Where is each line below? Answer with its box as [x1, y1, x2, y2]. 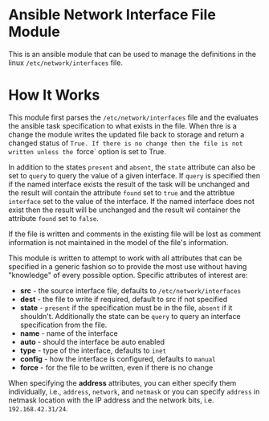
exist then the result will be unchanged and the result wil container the [8, 205, 241, 215]
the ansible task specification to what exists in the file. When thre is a [8, 121, 237, 130]
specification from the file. [19, 320, 108, 329]
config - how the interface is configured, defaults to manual [19, 354, 216, 363]
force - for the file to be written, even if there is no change [19, 362, 214, 372]
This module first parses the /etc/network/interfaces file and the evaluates [8, 112, 259, 122]
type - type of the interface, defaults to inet [19, 345, 167, 355]
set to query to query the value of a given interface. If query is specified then [8, 170, 261, 180]
